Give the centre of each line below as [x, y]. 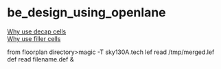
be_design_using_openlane [86, 13]
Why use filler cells [34, 38]
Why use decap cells [37, 31]
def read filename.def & [40, 59]
